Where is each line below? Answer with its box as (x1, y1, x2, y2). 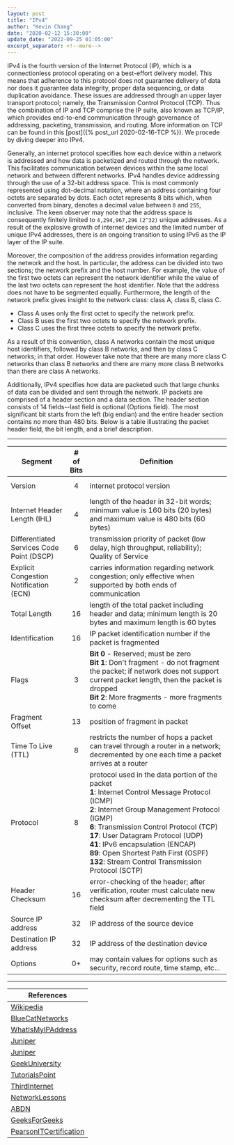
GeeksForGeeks (10, 1115, 64, 1125)
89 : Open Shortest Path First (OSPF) (89, 848, 209, 858)
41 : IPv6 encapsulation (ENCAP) (89, 839, 196, 849)
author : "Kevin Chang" (7, 23, 73, 30)
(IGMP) (89, 813, 114, 823)
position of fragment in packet (89, 716, 188, 726)
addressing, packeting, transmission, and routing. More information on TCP (7, 121, 223, 129)
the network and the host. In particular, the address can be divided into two (7, 259, 224, 267)
